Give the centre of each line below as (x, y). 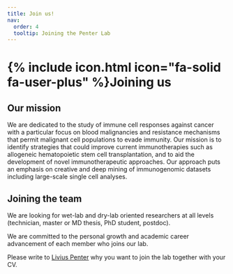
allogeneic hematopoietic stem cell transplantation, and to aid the (101, 155)
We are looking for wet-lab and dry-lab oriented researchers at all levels (111, 215)
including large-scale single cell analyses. (67, 177)
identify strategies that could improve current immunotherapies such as (110, 147)
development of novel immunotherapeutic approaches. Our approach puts (114, 162)
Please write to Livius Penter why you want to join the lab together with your (116, 257)
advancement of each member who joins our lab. (78, 244)
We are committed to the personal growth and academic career (98, 236)
